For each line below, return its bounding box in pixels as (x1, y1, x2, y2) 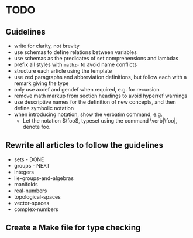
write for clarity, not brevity (13, 42, 80, 49)
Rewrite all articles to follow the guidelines (5, 140, 164, 150)
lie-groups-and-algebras (13, 174, 74, 182)
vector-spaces (13, 199, 50, 206)
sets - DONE (13, 156, 44, 163)
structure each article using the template (13, 67, 112, 74)
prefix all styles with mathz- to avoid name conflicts (13, 61, 137, 68)
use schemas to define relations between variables (13, 49, 137, 56)
